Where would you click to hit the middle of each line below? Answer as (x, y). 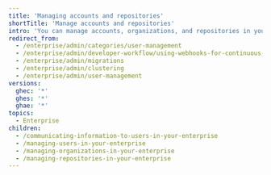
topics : (21, 114)
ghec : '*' (32, 91)
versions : (25, 83)
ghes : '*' (32, 98)
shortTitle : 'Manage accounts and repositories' (92, 23)
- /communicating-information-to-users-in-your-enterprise (117, 135)
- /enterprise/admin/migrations (70, 61)
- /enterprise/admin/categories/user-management (99, 46)
